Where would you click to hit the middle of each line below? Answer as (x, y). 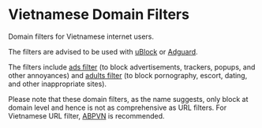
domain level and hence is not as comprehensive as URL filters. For (118, 107)
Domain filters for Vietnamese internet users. (81, 36)
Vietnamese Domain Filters (99, 15)
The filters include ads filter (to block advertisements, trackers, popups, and (132, 67)
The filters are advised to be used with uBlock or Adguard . (103, 51)
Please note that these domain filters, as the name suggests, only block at (128, 99)
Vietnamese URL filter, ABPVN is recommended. (86, 115)
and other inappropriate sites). (58, 84)
